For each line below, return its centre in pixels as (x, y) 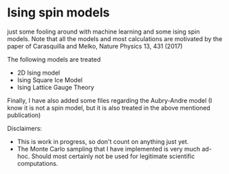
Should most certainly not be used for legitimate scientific (113, 156)
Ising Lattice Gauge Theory (56, 87)
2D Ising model (39, 73)
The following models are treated (54, 59)
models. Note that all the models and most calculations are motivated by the (115, 38)
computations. (37, 163)
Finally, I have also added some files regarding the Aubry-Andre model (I (110, 100)
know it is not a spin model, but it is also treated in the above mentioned (109, 108)
